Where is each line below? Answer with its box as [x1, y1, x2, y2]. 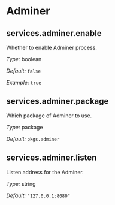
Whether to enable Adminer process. [6, 44, 98, 51]
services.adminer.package [6, 96, 109, 106]
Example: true [6, 79, 42, 86]
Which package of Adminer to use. [6, 112, 92, 119]
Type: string [6, 180, 36, 187]
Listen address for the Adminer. [6, 168, 84, 176]
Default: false [6, 67, 41, 74]
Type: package [6, 123, 43, 131]
